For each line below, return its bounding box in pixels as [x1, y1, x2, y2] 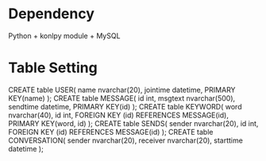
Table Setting [8, 59, 98, 77]
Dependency [8, 5, 95, 23]
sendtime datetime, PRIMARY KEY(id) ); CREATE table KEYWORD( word [8, 102, 242, 111]
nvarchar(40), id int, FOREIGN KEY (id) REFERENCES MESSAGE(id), [8, 110, 229, 120]
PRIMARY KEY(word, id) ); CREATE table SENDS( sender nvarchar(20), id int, [8, 118, 259, 128]
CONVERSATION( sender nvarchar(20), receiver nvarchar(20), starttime [8, 136, 244, 145]
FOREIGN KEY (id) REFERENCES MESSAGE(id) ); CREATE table [8, 127, 214, 136]
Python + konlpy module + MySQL [8, 31, 121, 40]
